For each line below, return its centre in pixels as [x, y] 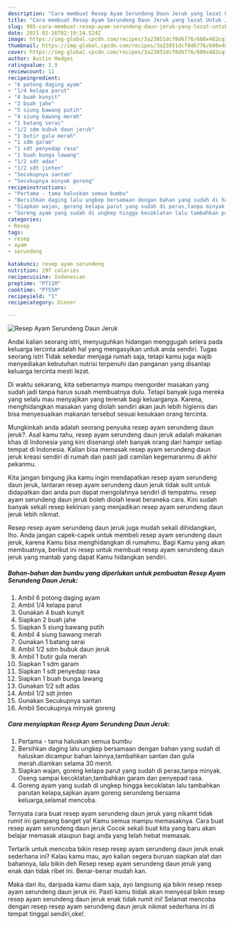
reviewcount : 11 [31, 71]
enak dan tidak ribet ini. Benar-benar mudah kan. [77, 871]
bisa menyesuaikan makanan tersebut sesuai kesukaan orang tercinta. [108, 414]
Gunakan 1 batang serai [51, 642]
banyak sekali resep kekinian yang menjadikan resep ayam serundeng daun [116, 507]
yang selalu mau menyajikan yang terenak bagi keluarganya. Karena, [105, 399]
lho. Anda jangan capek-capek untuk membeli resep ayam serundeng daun [115, 535]
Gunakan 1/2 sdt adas [49, 686]
